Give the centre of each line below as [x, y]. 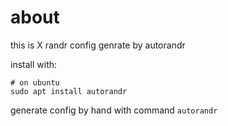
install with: [34, 64]
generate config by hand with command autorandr [114, 110]
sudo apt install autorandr [69, 91]
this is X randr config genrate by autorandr [98, 45]
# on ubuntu [35, 82]
